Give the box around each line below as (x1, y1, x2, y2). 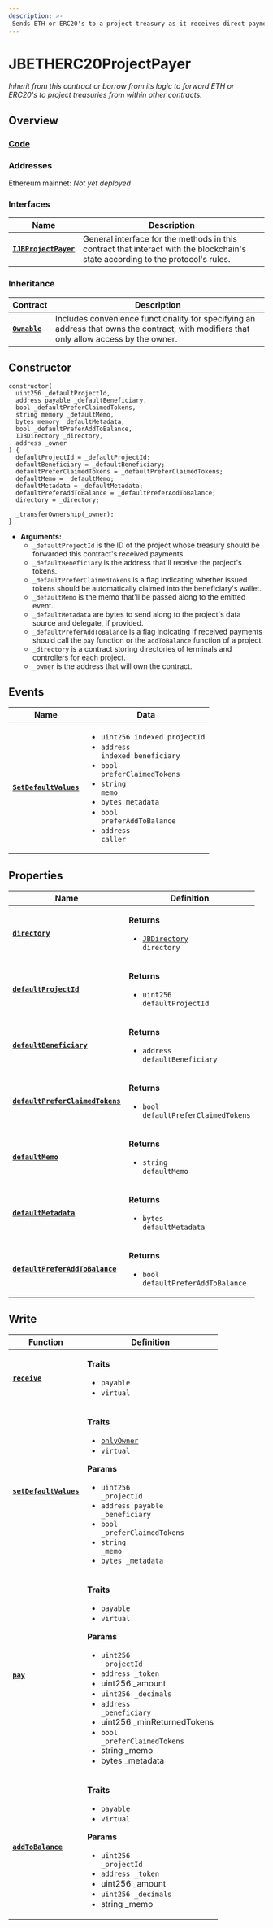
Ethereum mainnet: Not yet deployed (8, 178, 132, 188)
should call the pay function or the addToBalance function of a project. (32, 635, 264, 645)
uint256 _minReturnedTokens (101, 1716, 214, 1727)
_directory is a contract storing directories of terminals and (32, 644, 232, 654)
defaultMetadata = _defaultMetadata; (15, 482, 144, 491)
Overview (8, 113, 59, 127)
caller (101, 835, 127, 844)
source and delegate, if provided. (32, 618, 144, 628)
